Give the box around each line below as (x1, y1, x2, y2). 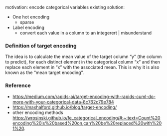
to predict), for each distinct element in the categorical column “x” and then (5, 59, 161, 65)
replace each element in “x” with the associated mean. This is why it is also (5, 64, 160, 70)
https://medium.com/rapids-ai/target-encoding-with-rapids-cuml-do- (12, 93, 156, 99)
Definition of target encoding (5, 42, 77, 49)
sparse (19, 19, 34, 25)
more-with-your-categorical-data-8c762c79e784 (12, 98, 114, 104)
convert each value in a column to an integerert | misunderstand (19, 30, 152, 35)
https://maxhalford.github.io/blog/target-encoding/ (12, 104, 117, 110)
